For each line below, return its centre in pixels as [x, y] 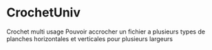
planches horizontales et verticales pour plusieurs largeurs [90, 38]
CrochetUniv [43, 13]
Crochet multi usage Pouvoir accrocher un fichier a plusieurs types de [106, 32]
